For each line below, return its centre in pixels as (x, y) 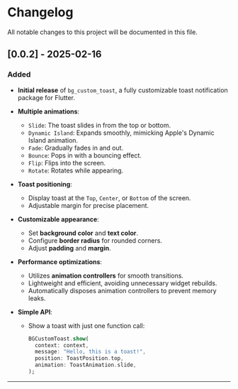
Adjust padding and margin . (69, 248)
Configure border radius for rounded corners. (95, 240)
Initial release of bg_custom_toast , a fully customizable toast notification (123, 90)
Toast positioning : (45, 184)
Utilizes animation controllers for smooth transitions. (106, 275)
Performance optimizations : (60, 262)
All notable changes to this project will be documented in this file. (103, 32)
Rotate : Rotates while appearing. (76, 170)
